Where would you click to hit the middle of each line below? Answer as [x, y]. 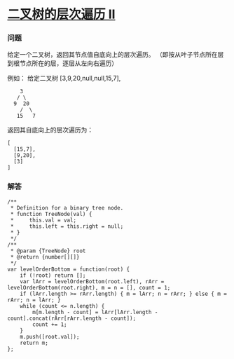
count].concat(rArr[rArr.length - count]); [72, 318]
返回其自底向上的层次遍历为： [50, 130]
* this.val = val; [43, 220]
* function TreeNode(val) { [51, 214]
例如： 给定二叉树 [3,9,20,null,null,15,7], [64, 79]
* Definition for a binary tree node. [67, 208]
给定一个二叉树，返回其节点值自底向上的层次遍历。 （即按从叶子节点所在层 [116, 55]
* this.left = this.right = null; [67, 226]
